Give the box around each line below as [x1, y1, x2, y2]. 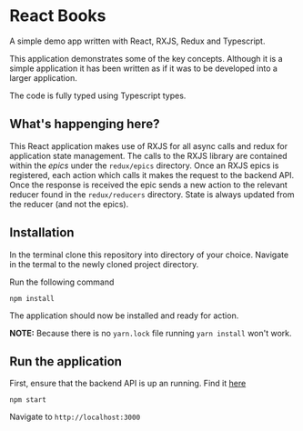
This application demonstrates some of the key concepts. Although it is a [9, 53, 284, 64]
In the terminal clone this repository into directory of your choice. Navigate [9, 249, 289, 260]
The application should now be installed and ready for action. [9, 310, 239, 321]
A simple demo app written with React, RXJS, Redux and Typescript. [9, 35, 266, 46]
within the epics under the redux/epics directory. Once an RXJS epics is [9, 160, 279, 171]
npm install [9, 294, 55, 303]
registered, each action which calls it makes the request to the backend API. [9, 169, 295, 180]
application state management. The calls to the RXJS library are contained [9, 150, 288, 161]
